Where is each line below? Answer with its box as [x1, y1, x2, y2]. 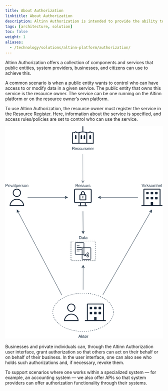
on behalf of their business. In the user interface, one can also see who [5, 354, 152, 360]
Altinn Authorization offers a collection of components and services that [5, 59, 153, 65]
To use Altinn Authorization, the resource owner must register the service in [5, 105, 161, 111]
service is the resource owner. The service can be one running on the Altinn [5, 90, 161, 96]
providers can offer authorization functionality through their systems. [5, 379, 147, 385]
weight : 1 [5, 35, 26, 40]
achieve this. [5, 70, 31, 76]
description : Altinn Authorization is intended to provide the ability [5, 19, 157, 24]
